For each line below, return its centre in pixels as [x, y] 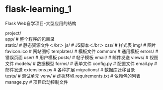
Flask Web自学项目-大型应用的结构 [41, 23]
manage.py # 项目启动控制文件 [37, 82]
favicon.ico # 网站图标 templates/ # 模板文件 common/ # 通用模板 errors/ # [82, 51]
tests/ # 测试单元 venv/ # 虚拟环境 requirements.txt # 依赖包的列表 [73, 76]
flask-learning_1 [39, 9]
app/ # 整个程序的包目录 [30, 39]
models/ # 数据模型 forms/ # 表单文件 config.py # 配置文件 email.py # [86, 63]
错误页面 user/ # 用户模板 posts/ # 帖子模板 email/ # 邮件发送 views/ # [77, 57]
